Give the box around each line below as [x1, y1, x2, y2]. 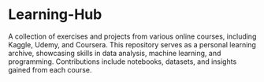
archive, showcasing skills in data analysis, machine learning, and [8, 48, 221, 58]
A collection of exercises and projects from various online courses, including [8, 32, 257, 41]
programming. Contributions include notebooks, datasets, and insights [8, 57, 237, 66]
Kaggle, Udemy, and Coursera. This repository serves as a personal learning [8, 39, 256, 49]
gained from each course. [8, 65, 92, 74]
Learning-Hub [8, 6, 102, 24]
